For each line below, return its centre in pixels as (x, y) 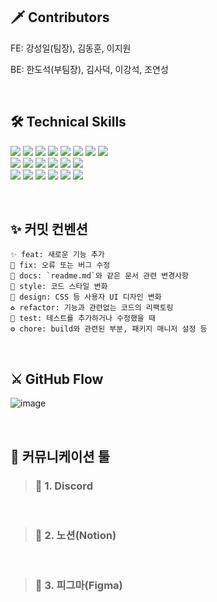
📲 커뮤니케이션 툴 (60, 456)
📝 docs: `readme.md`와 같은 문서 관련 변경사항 (99, 276)
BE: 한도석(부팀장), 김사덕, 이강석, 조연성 (89, 69)
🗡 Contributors (60, 17)
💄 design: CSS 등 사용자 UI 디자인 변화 (86, 297)
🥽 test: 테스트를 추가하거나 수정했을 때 (83, 319)
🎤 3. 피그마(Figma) (78, 586)
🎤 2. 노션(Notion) (75, 535)
